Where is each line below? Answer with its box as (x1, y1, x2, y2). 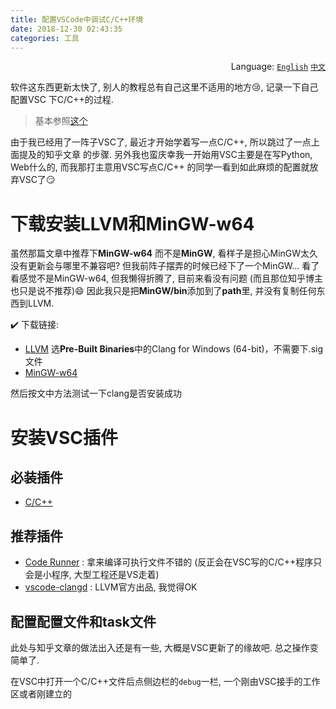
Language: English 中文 (230, 61, 326, 73)
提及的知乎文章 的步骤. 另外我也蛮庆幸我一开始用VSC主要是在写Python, (18, 149, 313, 161)
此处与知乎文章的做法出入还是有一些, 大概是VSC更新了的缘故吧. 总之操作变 (10, 641, 319, 653)
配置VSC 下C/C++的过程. (10, 94, 114, 106)
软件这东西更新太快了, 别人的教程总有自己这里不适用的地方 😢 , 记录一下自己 (10, 81, 319, 93)
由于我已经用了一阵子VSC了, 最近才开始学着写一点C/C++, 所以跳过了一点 (10, 136, 312, 148)
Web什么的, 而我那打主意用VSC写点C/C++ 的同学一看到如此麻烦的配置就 (10, 161, 310, 173)
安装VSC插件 (10, 426, 118, 449)
